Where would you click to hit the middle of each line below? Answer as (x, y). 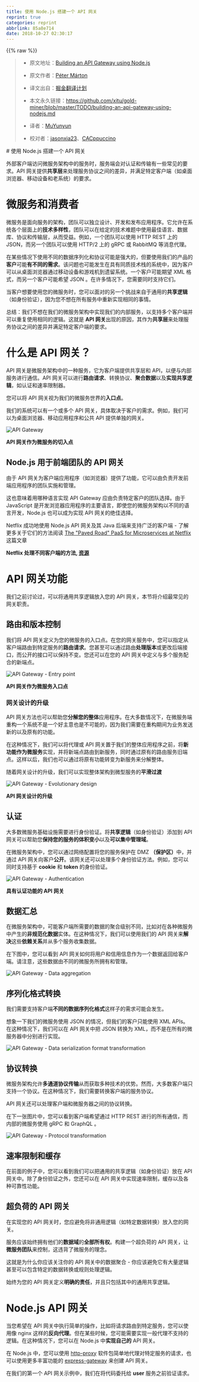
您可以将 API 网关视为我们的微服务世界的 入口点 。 (66, 398)
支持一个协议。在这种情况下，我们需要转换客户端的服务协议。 (81, 1091)
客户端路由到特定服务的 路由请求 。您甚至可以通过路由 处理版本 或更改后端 (94, 647)
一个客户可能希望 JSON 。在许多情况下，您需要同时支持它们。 (103, 279)
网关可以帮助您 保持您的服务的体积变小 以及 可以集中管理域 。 (79, 839)
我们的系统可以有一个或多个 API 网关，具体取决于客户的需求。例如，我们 (95, 410)
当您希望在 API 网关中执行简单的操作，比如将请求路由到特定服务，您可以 (95, 1326)
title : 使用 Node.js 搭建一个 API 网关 (52, 12)
